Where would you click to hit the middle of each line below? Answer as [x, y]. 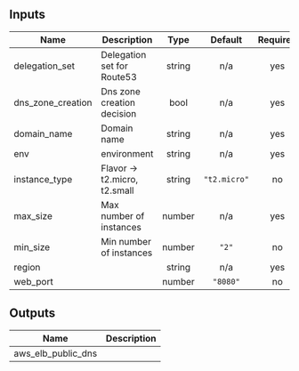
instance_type [43, 179]
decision [119, 113]
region [27, 267]
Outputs [32, 314]
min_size [32, 246]
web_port [33, 281]
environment [127, 153]
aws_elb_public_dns [56, 353]
